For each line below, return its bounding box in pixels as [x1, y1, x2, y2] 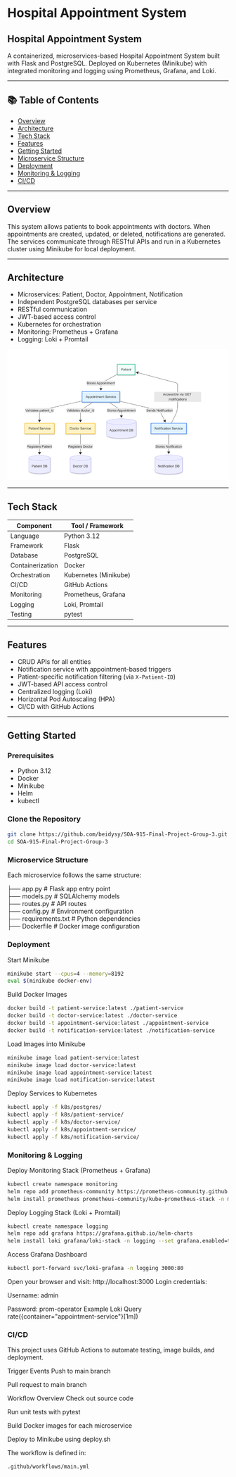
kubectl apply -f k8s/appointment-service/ [7, 1126, 137, 1133]
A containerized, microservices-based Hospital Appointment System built [7, 51, 220, 60]
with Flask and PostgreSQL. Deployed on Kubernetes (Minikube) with [7, 59, 207, 68]
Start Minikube [7, 955, 50, 964]
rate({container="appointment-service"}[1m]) [7, 1312, 138, 1321]
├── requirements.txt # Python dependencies [7, 915, 140, 923]
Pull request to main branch [7, 1381, 87, 1389]
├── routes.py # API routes [7, 900, 87, 908]
